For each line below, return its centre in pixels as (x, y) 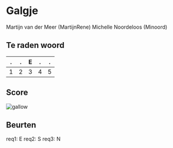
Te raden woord (35, 45)
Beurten (21, 125)
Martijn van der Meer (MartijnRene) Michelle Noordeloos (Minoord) (87, 27)
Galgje (22, 11)
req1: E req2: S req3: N (33, 139)
